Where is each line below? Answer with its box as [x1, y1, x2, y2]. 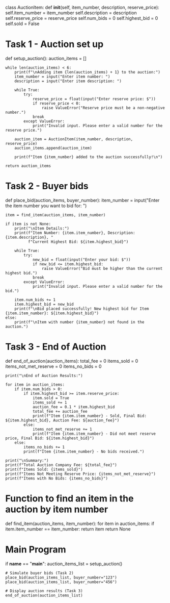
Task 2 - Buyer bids [5, 181, 89, 192]
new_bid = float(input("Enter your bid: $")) [32, 257, 131, 262]
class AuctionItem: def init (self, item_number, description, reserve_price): [5, 5, 159, 10]
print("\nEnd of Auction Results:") [5, 373, 83, 378]
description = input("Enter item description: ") [14, 79, 122, 84]
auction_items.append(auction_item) [14, 145, 93, 150]
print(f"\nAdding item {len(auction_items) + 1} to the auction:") [14, 69, 160, 74]
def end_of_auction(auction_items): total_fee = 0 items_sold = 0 [5, 358, 138, 364]
